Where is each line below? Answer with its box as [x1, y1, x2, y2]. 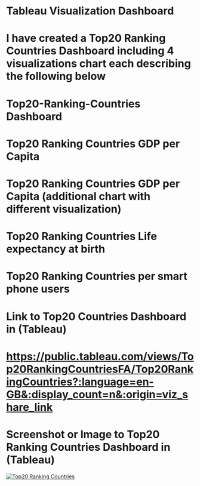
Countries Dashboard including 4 [6, 44, 174, 58]
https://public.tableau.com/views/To [6, 349, 194, 363]
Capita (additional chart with [6, 189, 151, 203]
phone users [6, 282, 70, 296]
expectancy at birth [6, 242, 106, 256]
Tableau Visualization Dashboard [6, 4, 174, 18]
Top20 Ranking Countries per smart [6, 270, 188, 283]
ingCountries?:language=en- [6, 375, 154, 389]
